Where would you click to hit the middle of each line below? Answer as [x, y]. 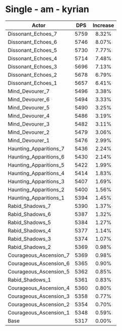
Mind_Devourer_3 [29, 124]
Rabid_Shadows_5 [29, 222]
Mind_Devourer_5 [29, 107]
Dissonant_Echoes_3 [33, 67]
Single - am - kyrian [47, 9]
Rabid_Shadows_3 [29, 239]
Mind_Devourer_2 [29, 132]
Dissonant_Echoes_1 [33, 83]
